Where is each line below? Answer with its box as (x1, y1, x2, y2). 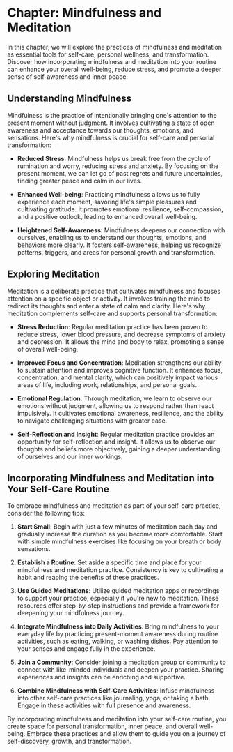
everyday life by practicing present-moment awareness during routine (17, 630, 218, 638)
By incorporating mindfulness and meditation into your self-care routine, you (7, 715, 227, 723)
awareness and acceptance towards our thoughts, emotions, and (7, 126, 194, 134)
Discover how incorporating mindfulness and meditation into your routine (7, 57, 217, 66)
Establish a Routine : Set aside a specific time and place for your (17, 558, 202, 566)
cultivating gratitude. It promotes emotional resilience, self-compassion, (17, 204, 224, 213)
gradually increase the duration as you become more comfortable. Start (17, 530, 223, 539)
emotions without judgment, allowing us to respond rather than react (17, 401, 214, 409)
